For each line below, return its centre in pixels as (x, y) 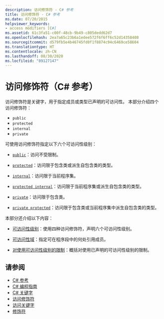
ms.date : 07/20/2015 (27, 19)
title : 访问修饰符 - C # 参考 (33, 14)
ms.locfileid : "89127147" (32, 61)
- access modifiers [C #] (31, 28)
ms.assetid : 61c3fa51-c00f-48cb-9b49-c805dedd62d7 (59, 33)
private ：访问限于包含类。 (40, 197)
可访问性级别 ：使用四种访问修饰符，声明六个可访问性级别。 (73, 229)
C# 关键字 (23, 293)
